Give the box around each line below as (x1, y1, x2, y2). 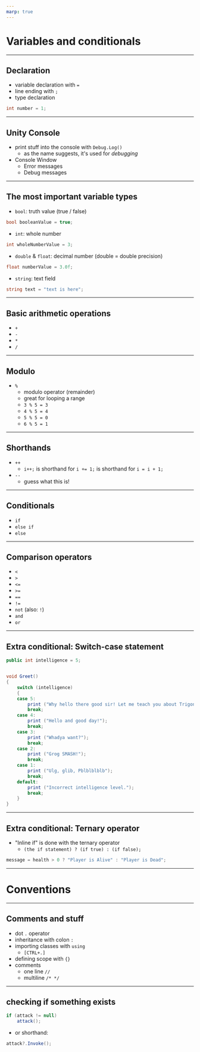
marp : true (6, 8, 33, 15)
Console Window (14, 156, 57, 164)
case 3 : (17, 729, 36, 735)
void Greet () (6, 673, 39, 679)
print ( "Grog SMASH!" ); (27, 751, 86, 757)
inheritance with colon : (14, 936, 74, 943)
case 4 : (17, 712, 36, 718)
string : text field (14, 275, 56, 282)
